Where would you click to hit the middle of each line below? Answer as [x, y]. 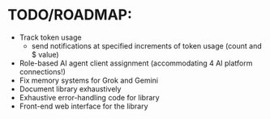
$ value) [45, 54]
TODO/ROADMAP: [70, 15]
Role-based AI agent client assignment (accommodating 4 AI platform [136, 63]
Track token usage [50, 37]
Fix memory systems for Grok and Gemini [89, 80]
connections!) [43, 71]
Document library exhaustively [70, 89]
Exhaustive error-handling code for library [89, 97]
